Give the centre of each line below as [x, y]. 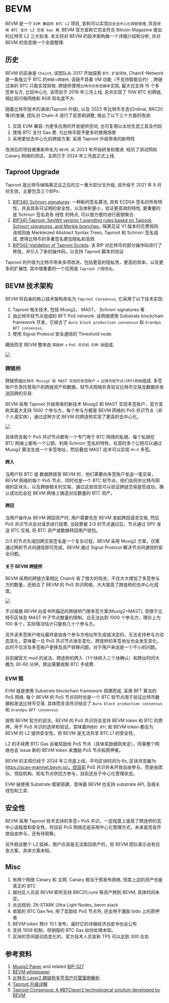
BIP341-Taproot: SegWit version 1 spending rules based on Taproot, [82, 220]
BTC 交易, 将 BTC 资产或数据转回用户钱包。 [56, 531]
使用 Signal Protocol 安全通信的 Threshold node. [62, 334]
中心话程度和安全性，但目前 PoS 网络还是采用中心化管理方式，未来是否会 [81, 827]
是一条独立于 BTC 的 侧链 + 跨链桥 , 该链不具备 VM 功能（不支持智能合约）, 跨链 [84, 79]
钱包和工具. [17, 790]
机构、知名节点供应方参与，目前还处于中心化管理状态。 [80, 773]
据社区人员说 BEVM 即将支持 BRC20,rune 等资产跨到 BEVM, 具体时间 [84, 892]
